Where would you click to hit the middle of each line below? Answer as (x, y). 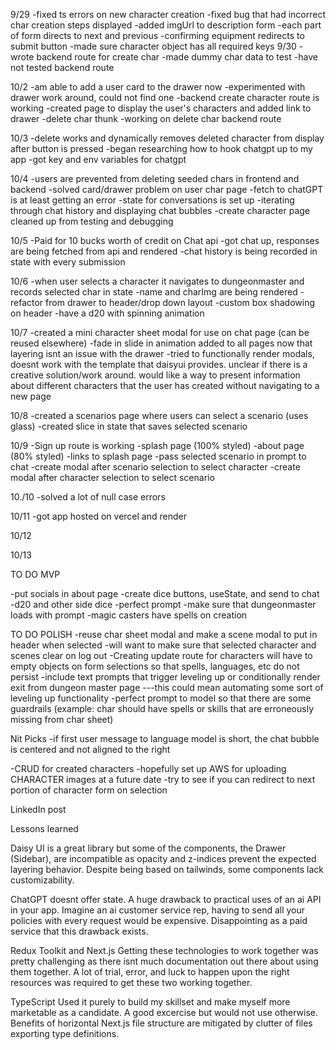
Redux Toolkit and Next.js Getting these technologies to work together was (164, 950)
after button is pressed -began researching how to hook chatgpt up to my (161, 148)
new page (31, 396)
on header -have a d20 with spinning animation (107, 313)
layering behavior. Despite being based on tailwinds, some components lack (167, 869)
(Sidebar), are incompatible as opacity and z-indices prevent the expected (163, 858)
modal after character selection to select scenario (112, 477)
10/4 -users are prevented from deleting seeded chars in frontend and (155, 178)
